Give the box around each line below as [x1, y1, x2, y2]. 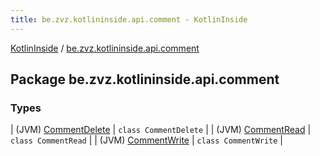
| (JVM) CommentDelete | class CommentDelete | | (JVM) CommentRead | [10, 124, 312, 136]
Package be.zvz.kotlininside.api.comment [10, 71, 280, 88]
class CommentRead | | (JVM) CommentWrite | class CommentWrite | [10, 134, 284, 146]
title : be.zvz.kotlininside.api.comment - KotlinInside [10, 14, 248, 25]
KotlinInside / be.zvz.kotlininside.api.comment [10, 42, 200, 54]
